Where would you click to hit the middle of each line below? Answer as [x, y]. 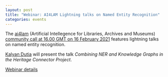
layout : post [19, 10]
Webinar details [22, 69]
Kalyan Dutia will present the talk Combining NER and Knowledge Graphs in [84, 54]
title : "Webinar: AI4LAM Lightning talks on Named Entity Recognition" [82, 15]
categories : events [26, 19]
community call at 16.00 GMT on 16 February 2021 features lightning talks [82, 39]
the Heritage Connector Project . [39, 60]
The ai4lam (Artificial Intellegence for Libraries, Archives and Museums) [80, 34]
